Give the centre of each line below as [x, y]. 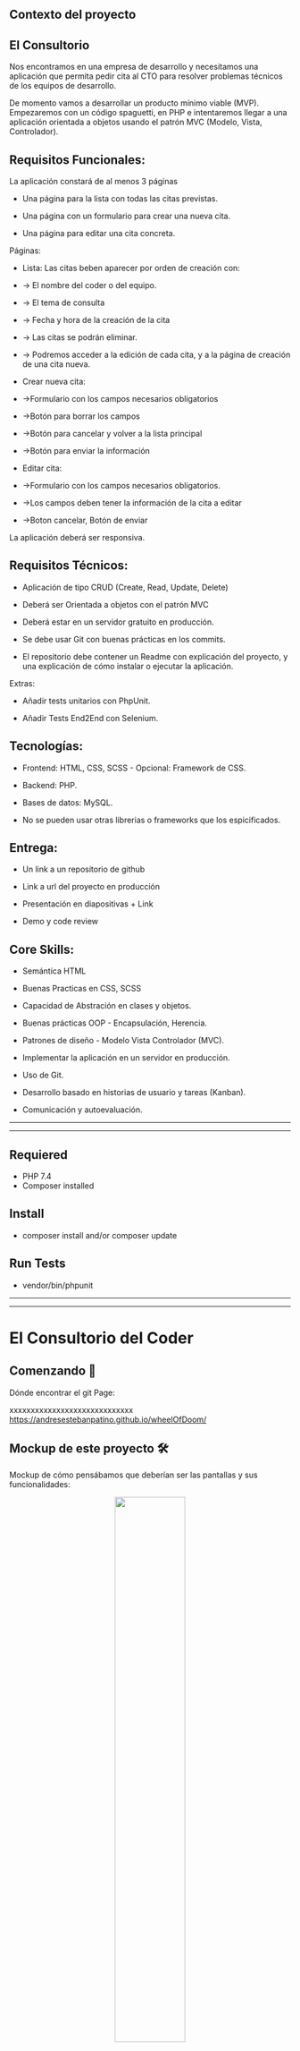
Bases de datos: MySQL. [67, 802]
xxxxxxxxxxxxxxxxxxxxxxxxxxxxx [71, 1409]
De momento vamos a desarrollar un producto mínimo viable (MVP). [134, 103]
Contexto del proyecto [73, 15]
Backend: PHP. [50, 785]
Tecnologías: [46, 746]
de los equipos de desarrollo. [63, 86]
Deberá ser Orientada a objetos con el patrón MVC [115, 604]
